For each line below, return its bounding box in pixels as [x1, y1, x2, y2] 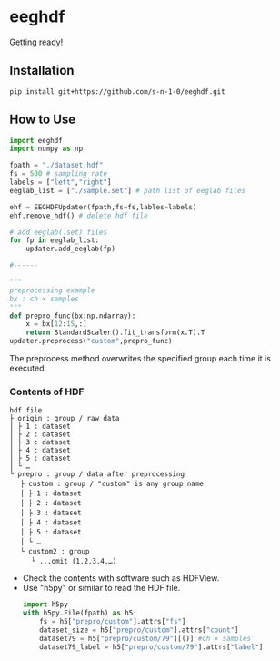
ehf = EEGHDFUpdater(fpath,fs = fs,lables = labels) [9, 202, 197, 211]
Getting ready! [9, 36, 64, 47]
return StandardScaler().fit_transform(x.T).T [25, 328, 205, 338]
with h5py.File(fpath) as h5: [22, 608, 138, 618]
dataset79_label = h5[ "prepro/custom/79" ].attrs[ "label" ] [39, 642, 264, 652]
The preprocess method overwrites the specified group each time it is [9, 353, 271, 364]
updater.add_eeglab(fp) [25, 244, 116, 254]
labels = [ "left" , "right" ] [9, 178, 112, 188]
